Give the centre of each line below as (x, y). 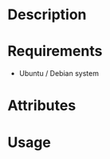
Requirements (55, 52)
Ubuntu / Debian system (59, 74)
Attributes (42, 106)
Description (47, 15)
